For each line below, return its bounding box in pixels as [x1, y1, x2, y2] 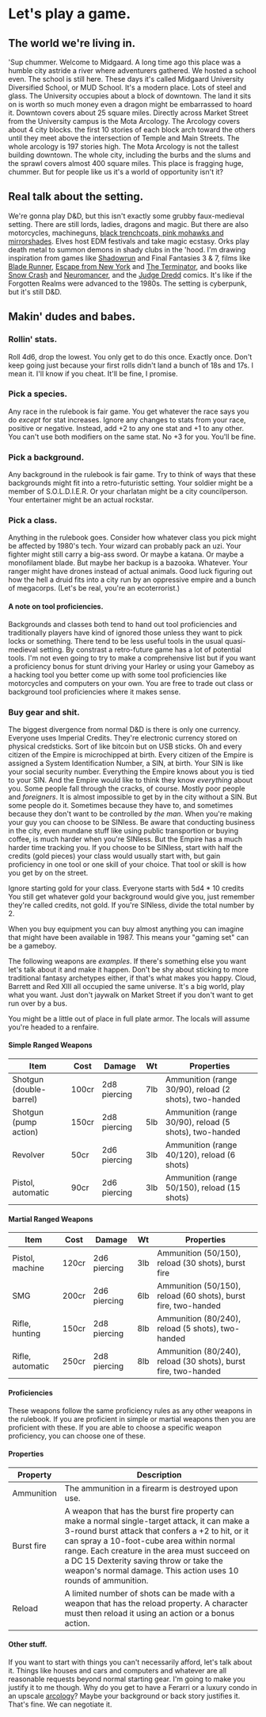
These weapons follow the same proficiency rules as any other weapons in [8, 1406, 253, 1415]
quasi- [224, 636, 246, 645]
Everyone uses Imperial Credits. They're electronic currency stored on [8, 733, 237, 742]
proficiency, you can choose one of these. [8, 1430, 146, 1441]
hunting [12, 1328, 41, 1339]
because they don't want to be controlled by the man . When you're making [8, 809, 253, 818]
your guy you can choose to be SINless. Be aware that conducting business [8, 817, 256, 826]
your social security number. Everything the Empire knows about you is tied [8, 767, 255, 776]
